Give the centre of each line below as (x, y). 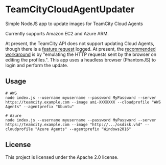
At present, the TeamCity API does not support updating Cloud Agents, (80, 43)
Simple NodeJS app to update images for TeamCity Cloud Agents (74, 24)
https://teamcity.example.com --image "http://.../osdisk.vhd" (74, 125)
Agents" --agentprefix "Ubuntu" (40, 107)
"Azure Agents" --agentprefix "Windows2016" (83, 129)
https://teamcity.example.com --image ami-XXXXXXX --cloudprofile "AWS (83, 102)
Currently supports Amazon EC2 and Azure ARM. (57, 33)
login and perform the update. (37, 65)
